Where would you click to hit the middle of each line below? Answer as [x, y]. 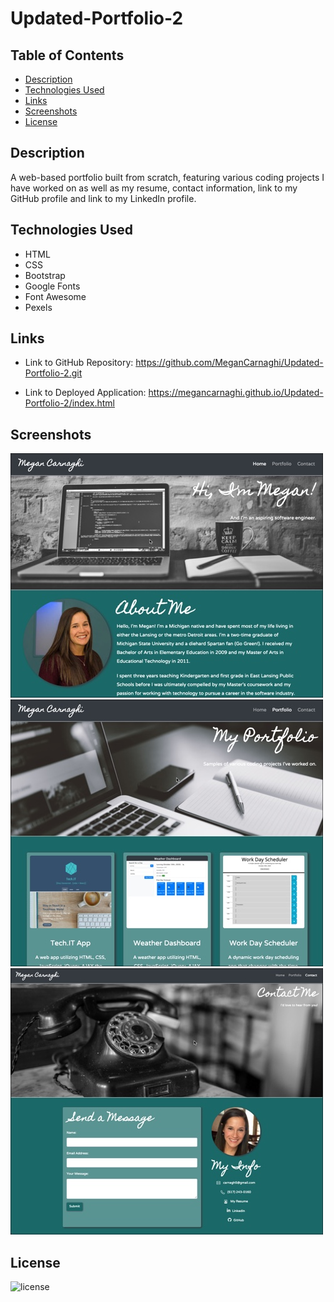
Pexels [38, 307]
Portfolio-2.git [53, 373]
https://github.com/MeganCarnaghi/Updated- [229, 363]
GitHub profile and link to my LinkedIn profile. [103, 198]
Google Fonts [52, 286]
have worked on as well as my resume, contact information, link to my [154, 188]
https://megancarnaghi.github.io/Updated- [236, 393]
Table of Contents [67, 55]
